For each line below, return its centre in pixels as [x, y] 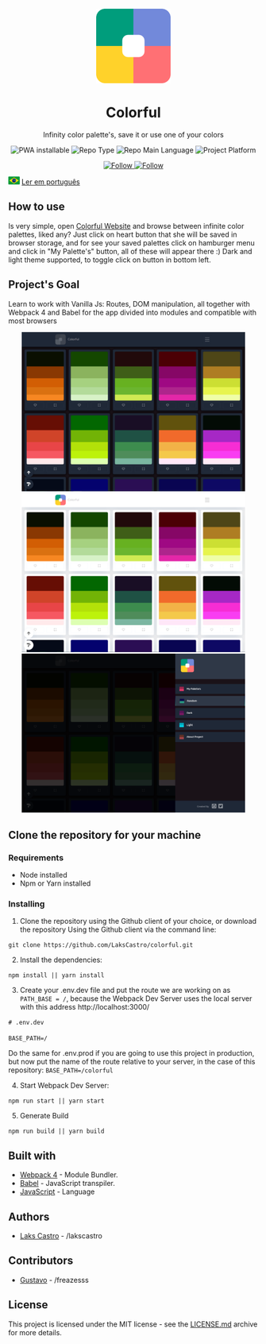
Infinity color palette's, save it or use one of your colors [133, 134]
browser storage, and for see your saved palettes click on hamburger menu [132, 242]
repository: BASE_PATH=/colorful [61, 1070]
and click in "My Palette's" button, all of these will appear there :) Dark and [130, 251]
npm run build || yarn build [56, 1132]
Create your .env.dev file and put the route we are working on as [125, 991]
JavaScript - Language [57, 1191]
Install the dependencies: [61, 960]
